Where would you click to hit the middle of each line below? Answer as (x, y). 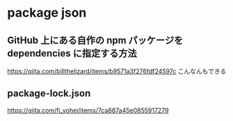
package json (47, 13)
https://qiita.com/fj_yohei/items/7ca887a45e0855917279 (88, 110)
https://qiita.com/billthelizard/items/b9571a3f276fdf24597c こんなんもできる (117, 71)
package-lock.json (49, 94)
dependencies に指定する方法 (72, 53)
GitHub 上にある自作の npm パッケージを (95, 40)
